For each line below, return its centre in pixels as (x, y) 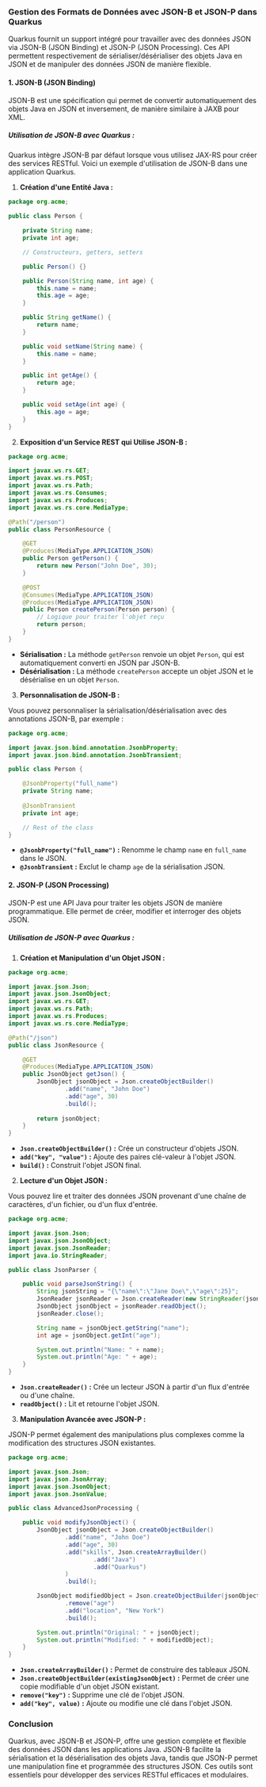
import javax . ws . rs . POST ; (51, 478)
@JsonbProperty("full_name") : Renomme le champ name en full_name (133, 850)
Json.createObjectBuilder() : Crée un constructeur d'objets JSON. (129, 1148)
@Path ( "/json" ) (33, 1038)
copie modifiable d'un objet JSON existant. (89, 1687)
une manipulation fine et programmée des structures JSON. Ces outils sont (131, 1766)
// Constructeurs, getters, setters (83, 252)
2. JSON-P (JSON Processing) (59, 885)
